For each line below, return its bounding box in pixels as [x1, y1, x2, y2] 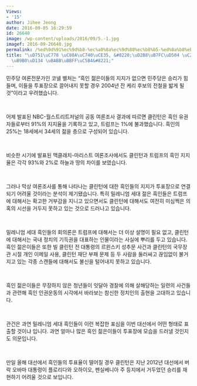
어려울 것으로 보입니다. [21, 373, 74, 380]
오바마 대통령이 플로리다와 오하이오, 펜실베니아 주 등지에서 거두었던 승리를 [12, 366, 182, 373]
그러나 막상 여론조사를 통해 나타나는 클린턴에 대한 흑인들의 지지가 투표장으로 [6, 182, 180, 189]
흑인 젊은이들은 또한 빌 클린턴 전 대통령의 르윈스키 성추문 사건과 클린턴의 [6, 243, 172, 250]
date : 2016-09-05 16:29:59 [6, 25, 72, 31]
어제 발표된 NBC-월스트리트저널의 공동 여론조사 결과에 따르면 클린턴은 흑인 [6, 113, 178, 120]
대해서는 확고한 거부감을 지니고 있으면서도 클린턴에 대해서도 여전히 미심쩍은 [12, 197, 185, 204]
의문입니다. [12, 335, 38, 342]
